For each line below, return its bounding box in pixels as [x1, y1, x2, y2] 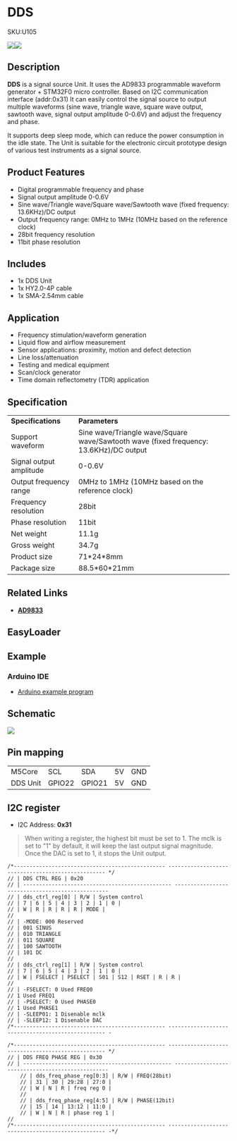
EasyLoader [7, 627, 61, 639]
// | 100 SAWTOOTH [7, 943, 61, 950]
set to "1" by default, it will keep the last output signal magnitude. [24, 841, 214, 850]
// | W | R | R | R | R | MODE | [7, 906, 106, 913]
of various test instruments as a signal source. [7, 146, 142, 154]
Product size [11, 552, 53, 561]
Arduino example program [17, 687, 94, 696]
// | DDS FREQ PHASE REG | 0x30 [7, 1054, 102, 1061]
